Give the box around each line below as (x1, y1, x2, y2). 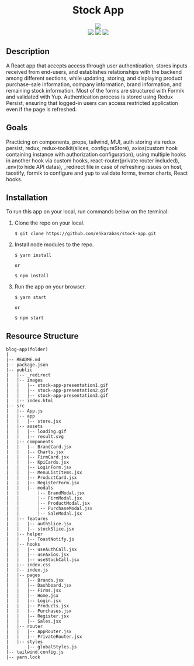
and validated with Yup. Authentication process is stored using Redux (6, 93, 174, 100)
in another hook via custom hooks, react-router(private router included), (6, 157, 180, 164)
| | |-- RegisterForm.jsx (6, 480, 80, 486)
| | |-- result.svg (6, 434, 64, 440)
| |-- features (6, 516, 49, 522)
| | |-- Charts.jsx (6, 449, 64, 455)
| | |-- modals (6, 485, 54, 491)
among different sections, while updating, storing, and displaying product (6, 74, 183, 81)
